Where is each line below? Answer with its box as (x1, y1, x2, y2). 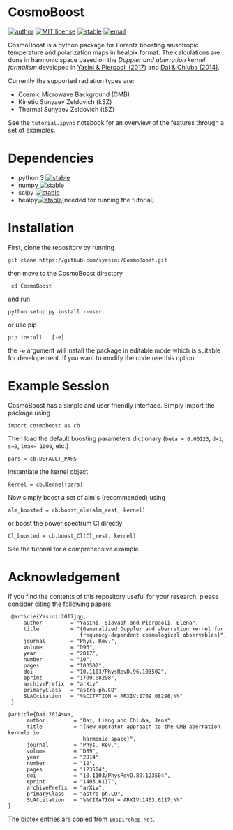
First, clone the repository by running (8, 243, 114, 251)
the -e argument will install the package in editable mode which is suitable (8, 346, 221, 355)
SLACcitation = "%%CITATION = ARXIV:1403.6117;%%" (26, 796, 183, 803)
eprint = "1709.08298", (23, 674, 118, 681)
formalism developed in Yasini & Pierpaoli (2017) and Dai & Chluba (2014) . (8, 63, 220, 71)
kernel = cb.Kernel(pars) (8, 481, 83, 488)
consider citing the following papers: (8, 600, 114, 608)
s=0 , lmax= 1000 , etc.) (8, 441, 69, 450)
